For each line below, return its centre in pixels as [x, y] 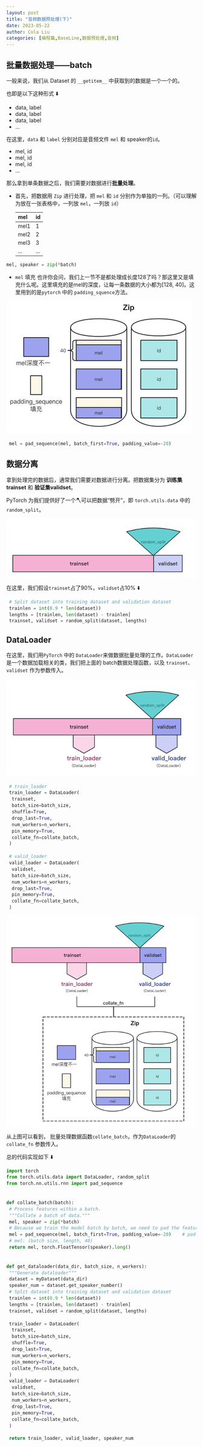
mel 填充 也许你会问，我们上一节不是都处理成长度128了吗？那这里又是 [102, 277]
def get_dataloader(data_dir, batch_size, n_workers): [77, 1266]
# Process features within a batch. [55, 1209]
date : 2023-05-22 [28, 25]
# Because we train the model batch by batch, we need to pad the [94, 1228]
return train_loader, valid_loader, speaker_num [71, 1439]
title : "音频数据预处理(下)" [39, 19]
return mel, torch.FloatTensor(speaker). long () [70, 1248]
